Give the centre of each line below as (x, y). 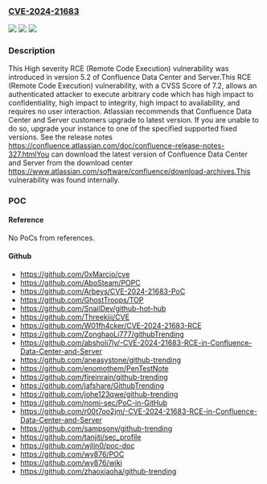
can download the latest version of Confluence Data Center (149, 154)
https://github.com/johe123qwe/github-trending (99, 394)
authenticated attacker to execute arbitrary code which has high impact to (131, 94)
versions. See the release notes (60, 137)
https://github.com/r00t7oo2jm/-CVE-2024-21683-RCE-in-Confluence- (138, 411)
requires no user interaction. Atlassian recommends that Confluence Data (130, 111)
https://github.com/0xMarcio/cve (75, 274)
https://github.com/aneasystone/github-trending (100, 360)
